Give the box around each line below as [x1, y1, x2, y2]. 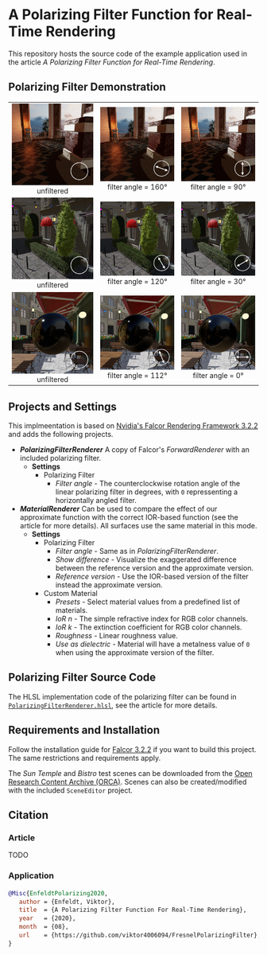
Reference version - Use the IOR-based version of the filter [55, 571, 249, 582]
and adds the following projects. [8, 430, 114, 439]
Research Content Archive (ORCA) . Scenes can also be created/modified [8, 777, 247, 786]
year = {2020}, [18, 914, 77, 922]
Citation [8, 809, 49, 822]
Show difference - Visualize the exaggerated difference [55, 555, 237, 564]
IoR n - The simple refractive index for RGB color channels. [55, 614, 249, 624]
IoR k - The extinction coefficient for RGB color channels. [55, 622, 242, 632]
